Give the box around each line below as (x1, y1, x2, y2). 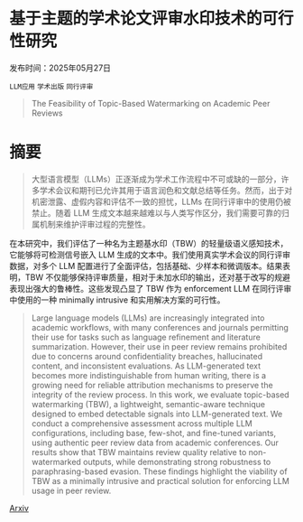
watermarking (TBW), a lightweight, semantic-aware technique (31, 398, 266, 409)
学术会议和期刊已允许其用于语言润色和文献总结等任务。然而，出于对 (39, 184, 293, 195)
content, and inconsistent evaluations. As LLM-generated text (31, 360, 262, 371)
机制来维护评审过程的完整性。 (39, 219, 151, 229)
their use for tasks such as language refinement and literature (31, 331, 262, 342)
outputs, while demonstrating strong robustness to (82, 456, 271, 467)
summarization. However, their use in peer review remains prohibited (31, 340, 288, 352)
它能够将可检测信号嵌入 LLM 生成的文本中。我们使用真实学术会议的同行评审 (9, 249, 291, 260)
